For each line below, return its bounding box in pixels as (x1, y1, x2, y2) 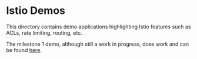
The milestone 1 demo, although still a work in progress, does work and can (6, 40, 189, 47)
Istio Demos (6, 4, 66, 17)
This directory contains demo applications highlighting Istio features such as (6, 23, 191, 30)
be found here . (6, 46, 42, 53)
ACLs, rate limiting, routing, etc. (6, 29, 82, 36)
